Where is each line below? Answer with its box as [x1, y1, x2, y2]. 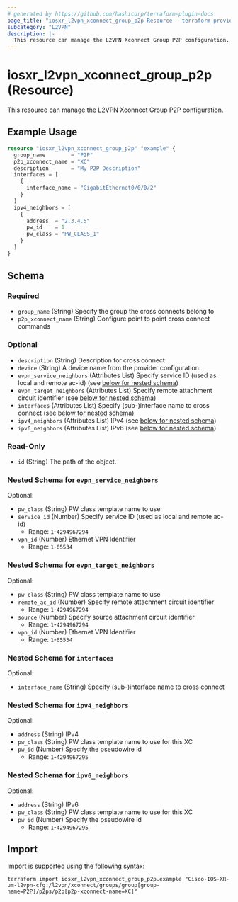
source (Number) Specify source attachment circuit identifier [17, 612, 195, 621]
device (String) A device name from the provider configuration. [17, 363, 201, 372]
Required [7, 291, 40, 301]
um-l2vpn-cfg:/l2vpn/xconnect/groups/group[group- [7, 882, 160, 889]
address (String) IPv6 [17, 800, 79, 809]
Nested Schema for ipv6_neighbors [7, 770, 129, 780]
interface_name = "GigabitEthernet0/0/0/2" [25, 185, 157, 192]
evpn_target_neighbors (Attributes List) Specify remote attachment [17, 386, 212, 394]
